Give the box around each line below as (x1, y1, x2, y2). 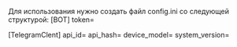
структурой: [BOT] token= (8, 15, 94, 24)
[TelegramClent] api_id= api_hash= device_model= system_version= (8, 31, 230, 39)
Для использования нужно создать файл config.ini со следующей (8, 7, 230, 16)
